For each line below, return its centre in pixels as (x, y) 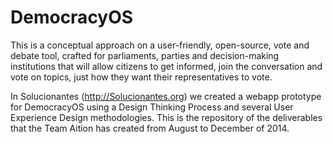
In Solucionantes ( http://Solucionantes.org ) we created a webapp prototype (166, 96)
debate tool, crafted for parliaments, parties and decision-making (145, 55)
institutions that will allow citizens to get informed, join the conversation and (166, 66)
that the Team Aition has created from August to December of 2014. (150, 128)
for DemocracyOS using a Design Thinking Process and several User (152, 107)
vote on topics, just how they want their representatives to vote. (141, 77)
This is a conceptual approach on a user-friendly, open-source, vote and (160, 45)
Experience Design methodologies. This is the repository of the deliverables (166, 117)
